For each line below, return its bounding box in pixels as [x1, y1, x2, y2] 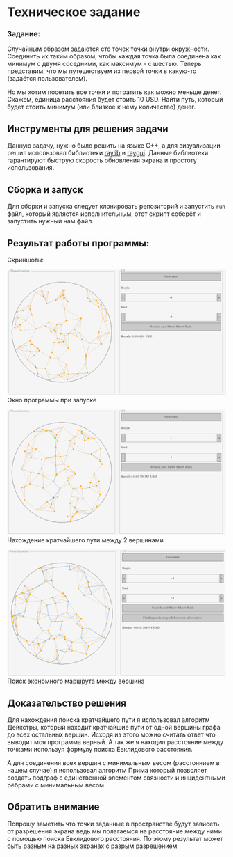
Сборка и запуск [7, 184, 83, 196]
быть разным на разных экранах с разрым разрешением [7, 842, 178, 850]
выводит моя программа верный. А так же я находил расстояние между [7, 737, 224, 746]
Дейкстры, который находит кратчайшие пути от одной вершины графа [7, 723, 221, 731]
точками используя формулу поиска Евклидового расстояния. [7, 745, 193, 753]
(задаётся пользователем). [7, 74, 88, 83]
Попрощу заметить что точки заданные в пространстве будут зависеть [7, 819, 220, 828]
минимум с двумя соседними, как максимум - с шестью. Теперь [7, 60, 202, 68]
